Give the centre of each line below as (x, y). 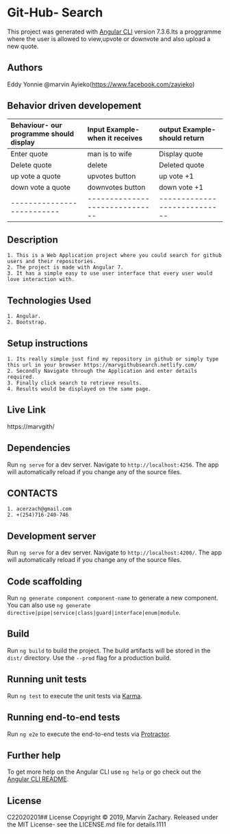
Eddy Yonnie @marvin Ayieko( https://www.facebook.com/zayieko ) (101, 84)
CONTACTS (33, 494)
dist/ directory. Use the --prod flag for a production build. (89, 658)
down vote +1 (181, 187)
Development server (52, 536)
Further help (34, 755)
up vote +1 (176, 176)
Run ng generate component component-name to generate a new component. (113, 598)
